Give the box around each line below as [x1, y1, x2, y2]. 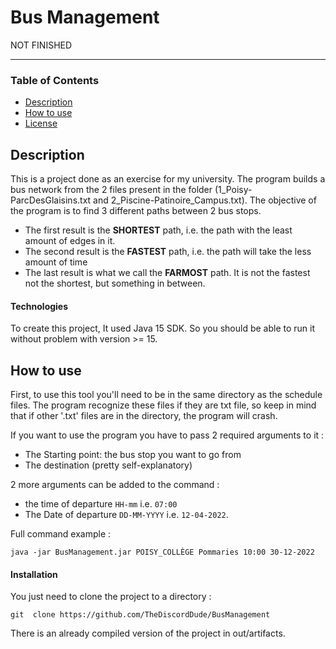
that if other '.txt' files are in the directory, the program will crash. [10, 410, 278, 422]
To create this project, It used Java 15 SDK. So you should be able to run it [10, 322, 316, 335]
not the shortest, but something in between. [24, 277, 206, 290]
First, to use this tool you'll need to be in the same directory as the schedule [10, 389, 323, 401]
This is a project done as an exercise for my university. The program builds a [10, 173, 326, 185]
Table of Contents [10, 73, 100, 87]
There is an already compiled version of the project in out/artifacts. [10, 627, 286, 640]
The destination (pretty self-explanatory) [24, 459, 193, 471]
